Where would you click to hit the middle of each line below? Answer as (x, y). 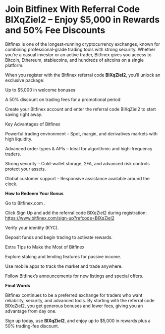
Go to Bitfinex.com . (25, 203)
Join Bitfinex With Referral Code (73, 9)
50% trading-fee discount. (32, 326)
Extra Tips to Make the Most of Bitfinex (45, 247)
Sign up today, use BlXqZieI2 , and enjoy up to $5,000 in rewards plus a (78, 321)
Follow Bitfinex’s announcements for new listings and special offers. (74, 276)
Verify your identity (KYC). (32, 227)
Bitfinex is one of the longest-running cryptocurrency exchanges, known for (82, 44)
